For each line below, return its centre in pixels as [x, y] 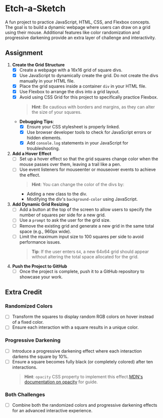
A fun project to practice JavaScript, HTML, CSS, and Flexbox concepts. [78, 22]
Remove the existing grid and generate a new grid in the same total [87, 226]
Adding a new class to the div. [57, 194]
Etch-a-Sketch [35, 9]
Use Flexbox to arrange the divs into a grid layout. [70, 91]
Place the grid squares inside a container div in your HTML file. [83, 86]
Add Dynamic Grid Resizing [41, 204]
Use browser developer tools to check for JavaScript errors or [89, 132]
